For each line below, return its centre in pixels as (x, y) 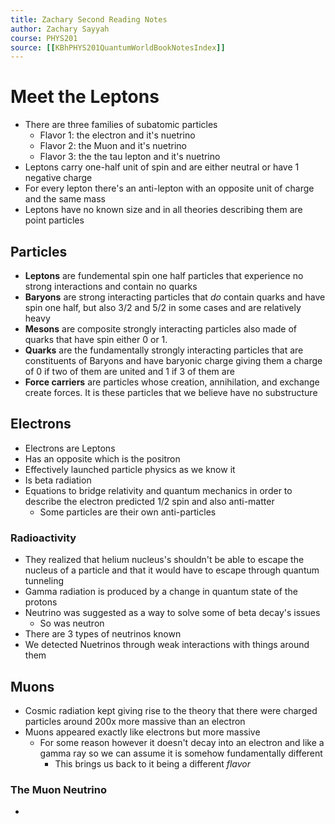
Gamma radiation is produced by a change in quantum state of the (161, 592)
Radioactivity (43, 538)
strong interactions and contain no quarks (111, 286)
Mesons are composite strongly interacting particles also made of (160, 329)
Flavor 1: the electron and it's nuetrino (117, 135)
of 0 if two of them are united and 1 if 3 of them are (129, 371)
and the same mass (65, 199)
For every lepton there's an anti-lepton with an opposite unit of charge (169, 188)
